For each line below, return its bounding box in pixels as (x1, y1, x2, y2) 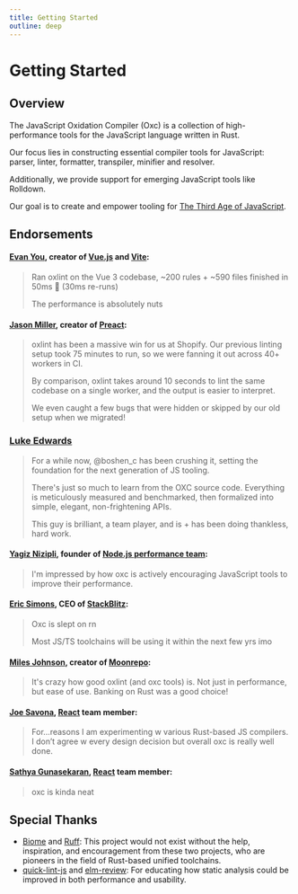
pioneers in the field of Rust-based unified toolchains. (22, 855, 222, 866)
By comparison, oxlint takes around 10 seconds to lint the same (31, 376, 266, 386)
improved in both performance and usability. (22, 874, 187, 885)
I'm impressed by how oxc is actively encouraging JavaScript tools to (31, 568, 288, 580)
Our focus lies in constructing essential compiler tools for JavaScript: (9, 146, 265, 157)
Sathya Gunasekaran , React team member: (9, 766, 173, 777)
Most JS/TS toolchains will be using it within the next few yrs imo (31, 636, 272, 647)
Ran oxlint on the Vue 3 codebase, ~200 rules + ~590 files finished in (31, 271, 289, 283)
